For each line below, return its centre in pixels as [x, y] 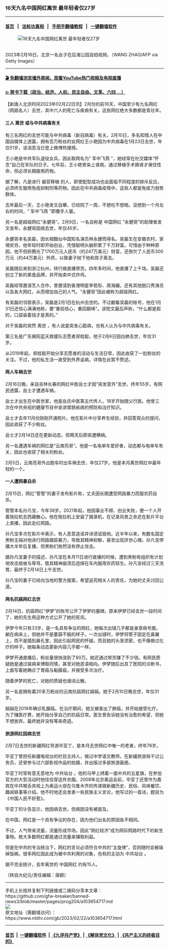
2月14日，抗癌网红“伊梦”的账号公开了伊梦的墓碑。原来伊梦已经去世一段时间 [83, 611]
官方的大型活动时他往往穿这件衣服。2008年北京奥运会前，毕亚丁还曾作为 [81, 780]
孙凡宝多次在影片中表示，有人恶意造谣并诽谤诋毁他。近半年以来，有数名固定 [84, 534]
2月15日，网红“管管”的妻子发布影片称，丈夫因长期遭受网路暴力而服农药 [79, 493]
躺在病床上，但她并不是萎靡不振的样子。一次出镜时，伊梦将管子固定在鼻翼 [82, 634]
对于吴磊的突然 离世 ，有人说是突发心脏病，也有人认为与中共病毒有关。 [79, 325]
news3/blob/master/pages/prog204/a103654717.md [59, 902]
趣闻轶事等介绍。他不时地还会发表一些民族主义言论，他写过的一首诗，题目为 [84, 792]
